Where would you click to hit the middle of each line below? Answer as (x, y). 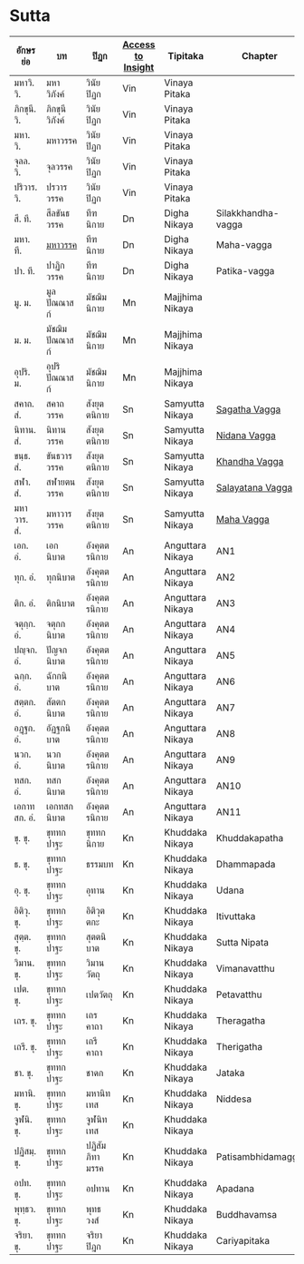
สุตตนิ (96, 936)
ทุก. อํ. (25, 577)
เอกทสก (60, 806)
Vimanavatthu (245, 968)
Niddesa (233, 1099)
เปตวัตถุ (99, 995)
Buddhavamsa (247, 1214)
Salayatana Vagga (254, 487)
